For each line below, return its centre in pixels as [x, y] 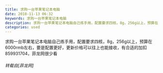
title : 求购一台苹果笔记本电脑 [33, 9]
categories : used [23, 27]
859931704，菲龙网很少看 [31, 54]
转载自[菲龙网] [19, 65]
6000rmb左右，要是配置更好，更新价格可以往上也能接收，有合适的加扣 [76, 48]
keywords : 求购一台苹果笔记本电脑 [36, 18]
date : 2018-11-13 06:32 [29, 14]
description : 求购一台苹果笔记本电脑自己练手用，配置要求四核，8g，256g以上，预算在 [82, 23]
